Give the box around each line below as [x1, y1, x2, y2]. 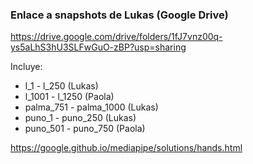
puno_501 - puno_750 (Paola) [24, 123, 146, 135]
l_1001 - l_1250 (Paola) [24, 91, 115, 103]
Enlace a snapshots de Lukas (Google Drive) [10, 8, 229, 22]
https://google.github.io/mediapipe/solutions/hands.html [10, 142, 243, 154]
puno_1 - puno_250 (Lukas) [24, 112, 137, 124]
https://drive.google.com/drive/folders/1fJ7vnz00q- [10, 31, 223, 43]
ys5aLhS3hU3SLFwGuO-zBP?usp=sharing [10, 41, 187, 53]
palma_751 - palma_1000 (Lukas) [24, 101, 159, 113]
